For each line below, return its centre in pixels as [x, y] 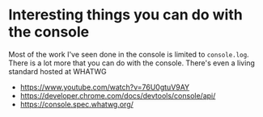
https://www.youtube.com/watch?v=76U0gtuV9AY [105, 87]
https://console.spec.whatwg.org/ [76, 104]
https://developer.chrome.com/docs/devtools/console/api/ [118, 95]
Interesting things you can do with [125, 15]
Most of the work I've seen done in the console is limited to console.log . [129, 54]
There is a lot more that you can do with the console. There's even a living [131, 63]
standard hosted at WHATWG [57, 71]
